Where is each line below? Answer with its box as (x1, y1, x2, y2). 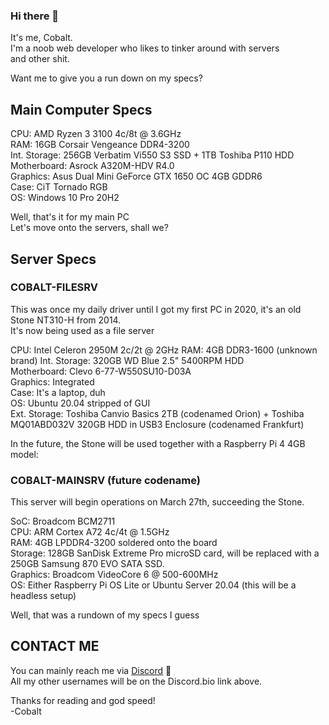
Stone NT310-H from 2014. (10, 314, 122, 326)
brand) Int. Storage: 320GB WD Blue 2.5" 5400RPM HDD (10, 354, 245, 366)
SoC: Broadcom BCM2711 (10, 515, 116, 528)
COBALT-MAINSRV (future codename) (10, 473, 201, 487)
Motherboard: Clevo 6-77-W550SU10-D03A (10, 365, 192, 377)
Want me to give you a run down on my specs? (10, 72, 203, 84)
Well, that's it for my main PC (10, 211, 130, 223)
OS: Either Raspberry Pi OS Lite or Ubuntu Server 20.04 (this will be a (10, 579, 297, 591)
